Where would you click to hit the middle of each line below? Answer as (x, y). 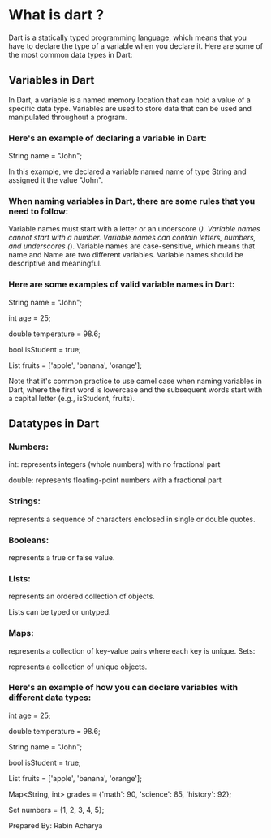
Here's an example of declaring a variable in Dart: (108, 138)
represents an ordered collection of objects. (82, 596)
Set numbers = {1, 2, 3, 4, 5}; (56, 810)
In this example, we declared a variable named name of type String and (127, 171)
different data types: (50, 698)
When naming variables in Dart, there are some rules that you (132, 201)
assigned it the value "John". (56, 180)
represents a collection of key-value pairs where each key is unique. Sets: (132, 650)
